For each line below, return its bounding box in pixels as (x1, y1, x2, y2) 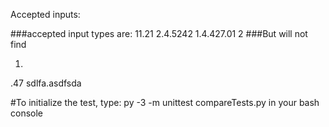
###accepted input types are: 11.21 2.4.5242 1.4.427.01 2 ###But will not (10, 28, 308, 39)
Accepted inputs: (10, 9, 81, 20)
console (10, 107, 44, 119)
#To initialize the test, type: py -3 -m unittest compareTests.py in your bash (10, 97, 320, 108)
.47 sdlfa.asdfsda (10, 77, 82, 89)
